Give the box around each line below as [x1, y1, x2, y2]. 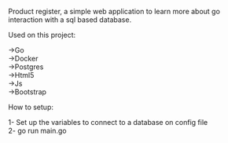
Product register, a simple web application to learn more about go [8, 7, 220, 16]
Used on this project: [8, 31, 76, 39]
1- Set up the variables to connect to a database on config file [8, 118, 208, 126]
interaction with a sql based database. [8, 15, 132, 24]
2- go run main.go [8, 126, 67, 135]
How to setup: [8, 102, 53, 112]
